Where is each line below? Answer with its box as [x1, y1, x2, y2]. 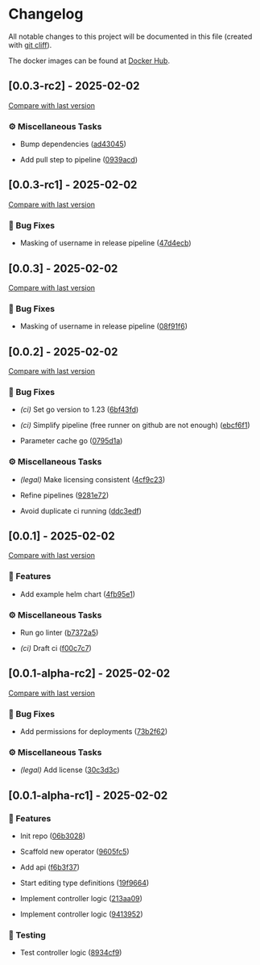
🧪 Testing [8, 929, 47, 941]
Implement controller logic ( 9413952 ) [19, 909, 143, 919]
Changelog [8, 5, 84, 23]
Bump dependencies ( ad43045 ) [19, 139, 127, 149]
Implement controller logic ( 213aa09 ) [19, 894, 143, 904]
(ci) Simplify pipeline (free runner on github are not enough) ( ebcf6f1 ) [19, 421, 251, 430]
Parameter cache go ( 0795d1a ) [19, 436, 123, 446]
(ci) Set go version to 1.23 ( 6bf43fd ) [19, 405, 139, 414]
